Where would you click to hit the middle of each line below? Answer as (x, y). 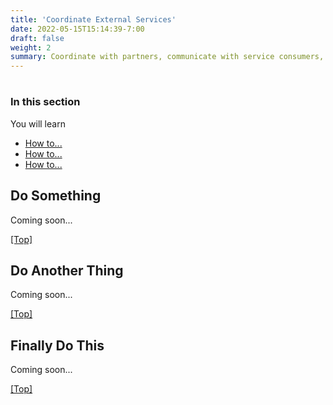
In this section (45, 102)
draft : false (37, 38)
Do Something (56, 196)
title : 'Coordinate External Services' (93, 19)
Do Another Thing (67, 270)
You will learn (38, 123)
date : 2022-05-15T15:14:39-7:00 (77, 29)
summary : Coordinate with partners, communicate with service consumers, (167, 57)
